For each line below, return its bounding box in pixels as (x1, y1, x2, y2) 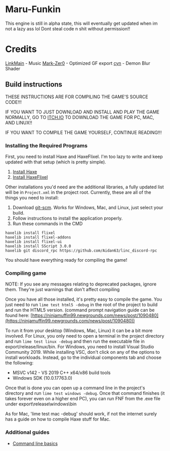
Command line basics (12, 440, 58, 446)
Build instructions (5, 80, 62, 89)
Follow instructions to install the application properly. (12, 215, 123, 221)
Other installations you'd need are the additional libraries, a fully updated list (5, 184, 164, 190)
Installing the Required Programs (5, 142, 88, 149)
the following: (5, 360, 34, 366)
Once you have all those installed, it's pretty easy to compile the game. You (5, 296, 162, 302)
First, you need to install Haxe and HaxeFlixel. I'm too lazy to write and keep (5, 153, 163, 159)
